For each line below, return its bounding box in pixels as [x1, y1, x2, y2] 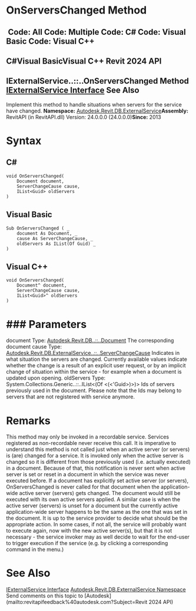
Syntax [6, 134, 42, 147]
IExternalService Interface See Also [6, 85, 139, 95]
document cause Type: [6, 343, 62, 350]
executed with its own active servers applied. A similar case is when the [6, 496, 181, 503]
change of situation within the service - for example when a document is [6, 368, 182, 376]
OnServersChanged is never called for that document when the [6, 483, 160, 490]
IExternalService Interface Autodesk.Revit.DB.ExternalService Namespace [6, 586, 187, 593]
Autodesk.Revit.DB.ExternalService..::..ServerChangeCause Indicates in [6, 350, 180, 357]
